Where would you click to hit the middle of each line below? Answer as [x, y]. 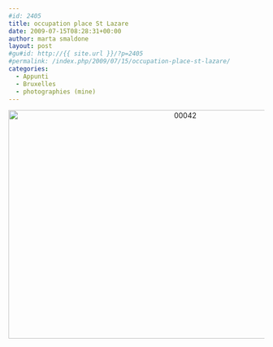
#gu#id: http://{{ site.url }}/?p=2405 [76, 54]
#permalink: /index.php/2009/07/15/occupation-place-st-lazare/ [119, 62]
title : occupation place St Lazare [69, 24]
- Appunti [32, 76]
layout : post [30, 46]
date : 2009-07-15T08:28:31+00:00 [65, 31]
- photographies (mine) [56, 91]
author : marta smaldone [49, 39]
